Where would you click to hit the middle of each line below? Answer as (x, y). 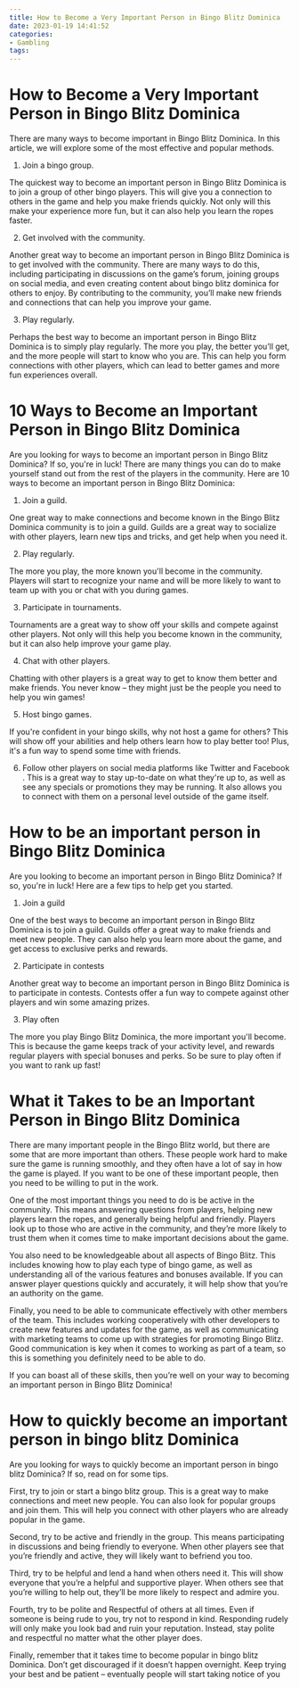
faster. (21, 220)
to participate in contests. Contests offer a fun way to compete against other (149, 992)
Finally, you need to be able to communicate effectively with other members (148, 1310)
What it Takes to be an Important (132, 1101)
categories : (31, 34)
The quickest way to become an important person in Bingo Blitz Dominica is (148, 183)
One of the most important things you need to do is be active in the (132, 1200)
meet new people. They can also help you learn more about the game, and (145, 939)
